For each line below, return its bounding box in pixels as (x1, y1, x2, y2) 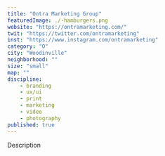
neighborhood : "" (7, 56, 58, 63)
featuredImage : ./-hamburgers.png (7, 17, 109, 24)
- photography (20, 115, 61, 122)
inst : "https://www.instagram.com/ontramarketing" (7, 37, 159, 44)
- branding (20, 82, 52, 89)
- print (20, 96, 42, 103)
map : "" (7, 69, 30, 76)
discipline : (7, 75, 42, 83)
